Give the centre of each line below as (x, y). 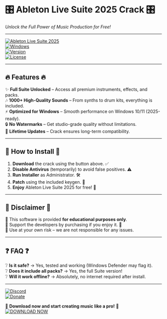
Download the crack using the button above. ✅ (61, 163)
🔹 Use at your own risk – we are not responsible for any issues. (70, 230)
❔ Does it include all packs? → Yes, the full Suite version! (64, 271)
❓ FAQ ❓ (17, 251)
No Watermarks (26, 124)
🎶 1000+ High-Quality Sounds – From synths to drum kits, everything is (79, 100)
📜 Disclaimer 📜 (28, 207)
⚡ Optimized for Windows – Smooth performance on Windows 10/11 (75, 111)
